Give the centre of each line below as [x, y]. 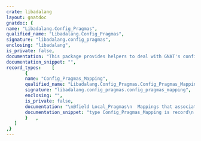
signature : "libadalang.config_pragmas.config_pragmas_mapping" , [108, 90]
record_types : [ [31, 67]
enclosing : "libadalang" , [38, 46]
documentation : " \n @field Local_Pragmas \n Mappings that [98, 106]
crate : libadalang [29, 12]
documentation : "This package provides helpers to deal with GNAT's [93, 56]
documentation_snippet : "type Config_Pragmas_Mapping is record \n [109, 112]
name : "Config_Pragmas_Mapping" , [67, 79]
